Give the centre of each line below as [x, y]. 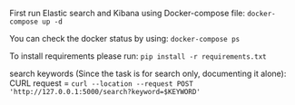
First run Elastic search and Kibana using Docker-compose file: [127, 13]
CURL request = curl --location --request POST [101, 83]
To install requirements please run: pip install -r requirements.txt [138, 56]
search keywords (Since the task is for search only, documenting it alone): [148, 73]
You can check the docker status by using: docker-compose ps [125, 38]
